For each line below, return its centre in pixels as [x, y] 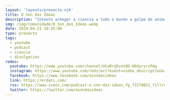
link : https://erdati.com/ [38, 80]
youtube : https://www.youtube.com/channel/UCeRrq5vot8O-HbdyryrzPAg [83, 66]
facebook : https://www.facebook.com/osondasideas [63, 76]
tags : [11, 38]
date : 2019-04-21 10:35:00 [34, 29]
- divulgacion [25, 57]
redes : [12, 62]
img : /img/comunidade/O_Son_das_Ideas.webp [52, 24]
